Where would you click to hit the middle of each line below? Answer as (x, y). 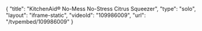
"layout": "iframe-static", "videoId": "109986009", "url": (76, 15)
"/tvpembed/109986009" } (40, 22)
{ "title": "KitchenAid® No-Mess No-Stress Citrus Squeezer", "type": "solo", (101, 9)
